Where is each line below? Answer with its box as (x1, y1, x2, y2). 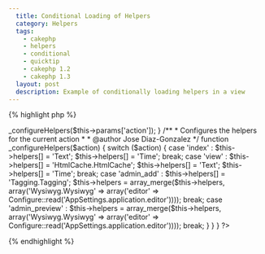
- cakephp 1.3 (23, 72, 71, 81)
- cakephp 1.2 (23, 65, 71, 73)
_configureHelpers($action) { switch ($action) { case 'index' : (8, 143, 214, 153)
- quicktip (23, 58, 60, 66)
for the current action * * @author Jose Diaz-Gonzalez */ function (8, 134, 229, 144)
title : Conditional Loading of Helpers (15, 11, 151, 20)
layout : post (15, 80, 60, 88)
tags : (15, 27, 35, 35)
